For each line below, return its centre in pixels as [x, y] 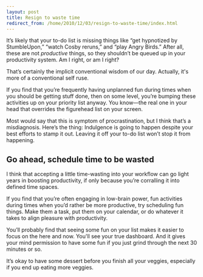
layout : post [23, 12]
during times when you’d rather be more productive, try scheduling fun [95, 205]
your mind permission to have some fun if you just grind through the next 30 [102, 243]
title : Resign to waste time [43, 18]
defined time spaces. [33, 187]
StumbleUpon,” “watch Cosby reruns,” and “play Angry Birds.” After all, [95, 47]
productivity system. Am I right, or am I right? [63, 60]
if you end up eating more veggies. [50, 267]
